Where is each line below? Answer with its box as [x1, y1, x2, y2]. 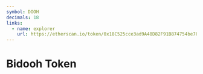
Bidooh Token [6, 57, 77, 71]
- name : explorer [11, 25, 56, 32]
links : [6, 20, 23, 26]
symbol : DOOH [6, 8, 39, 15]
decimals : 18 [6, 14, 39, 20]
